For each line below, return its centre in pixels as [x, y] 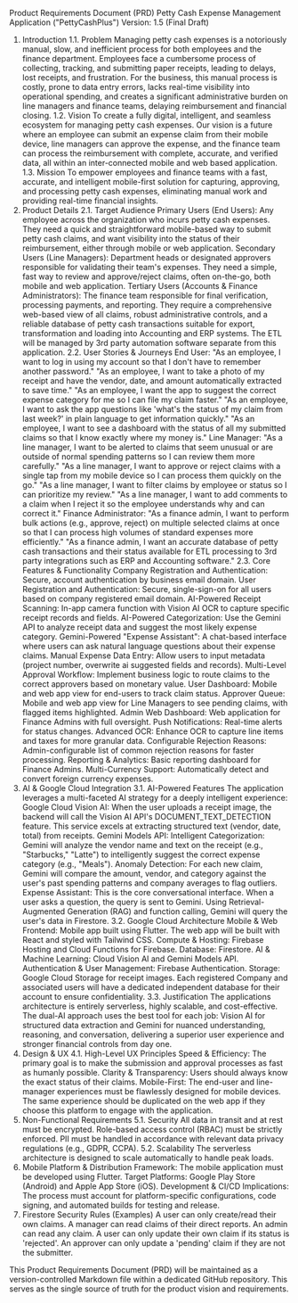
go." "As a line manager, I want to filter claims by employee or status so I [154, 485]
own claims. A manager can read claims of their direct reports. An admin [155, 1224]
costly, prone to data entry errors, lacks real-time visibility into [136, 87]
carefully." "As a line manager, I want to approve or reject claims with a [151, 466]
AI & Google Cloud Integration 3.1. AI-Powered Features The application [153, 788]
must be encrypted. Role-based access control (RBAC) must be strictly [152, 1129]
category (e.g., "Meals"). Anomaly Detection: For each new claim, [142, 864]
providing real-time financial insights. [90, 201]
